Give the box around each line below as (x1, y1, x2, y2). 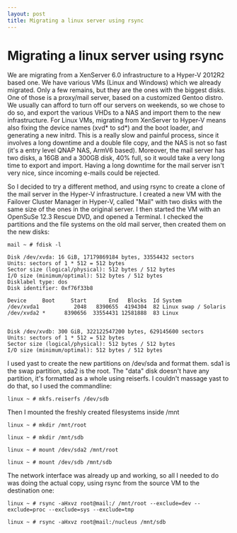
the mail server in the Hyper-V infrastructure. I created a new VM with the (7, 190, 221, 198)
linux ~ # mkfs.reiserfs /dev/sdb (7, 395, 110, 403)
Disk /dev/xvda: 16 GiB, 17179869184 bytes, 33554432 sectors (7, 254, 195, 261)
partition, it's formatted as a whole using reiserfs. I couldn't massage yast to (7, 374, 229, 383)
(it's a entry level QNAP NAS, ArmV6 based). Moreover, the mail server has (7, 146, 226, 155)
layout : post (7, 10, 46, 18)
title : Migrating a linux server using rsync (7, 17, 144, 24)
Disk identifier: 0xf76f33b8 (7, 285, 93, 292)
